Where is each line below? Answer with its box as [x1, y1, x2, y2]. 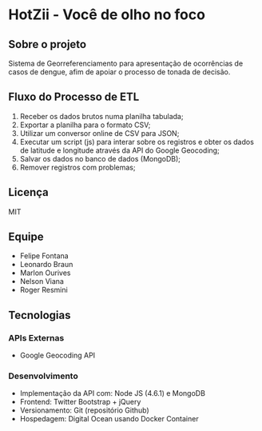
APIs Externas [8, 332, 65, 343]
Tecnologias [8, 308, 71, 321]
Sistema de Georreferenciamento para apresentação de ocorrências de [8, 58, 244, 68]
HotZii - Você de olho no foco [8, 6, 206, 24]
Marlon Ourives [19, 268, 71, 277]
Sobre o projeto [8, 38, 86, 51]
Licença [8, 186, 50, 199]
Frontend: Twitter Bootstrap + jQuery [19, 397, 141, 407]
